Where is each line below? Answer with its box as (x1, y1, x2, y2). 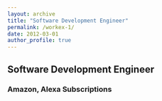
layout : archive (7, 10, 55, 18)
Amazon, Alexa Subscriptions (7, 85, 112, 95)
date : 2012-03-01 (7, 30, 59, 38)
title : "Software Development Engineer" (7, 17, 129, 24)
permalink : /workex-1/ (7, 23, 75, 31)
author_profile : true (7, 37, 72, 44)
